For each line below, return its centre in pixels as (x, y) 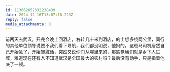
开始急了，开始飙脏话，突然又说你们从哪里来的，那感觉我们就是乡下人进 (85, 52)
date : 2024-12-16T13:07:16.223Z (39, 15)
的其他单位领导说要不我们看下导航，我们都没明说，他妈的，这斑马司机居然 (83, 46)
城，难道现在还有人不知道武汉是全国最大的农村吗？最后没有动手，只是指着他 (85, 58)
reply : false (19, 19)
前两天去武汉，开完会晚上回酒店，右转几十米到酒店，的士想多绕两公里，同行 (85, 39)
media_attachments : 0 (28, 24)
